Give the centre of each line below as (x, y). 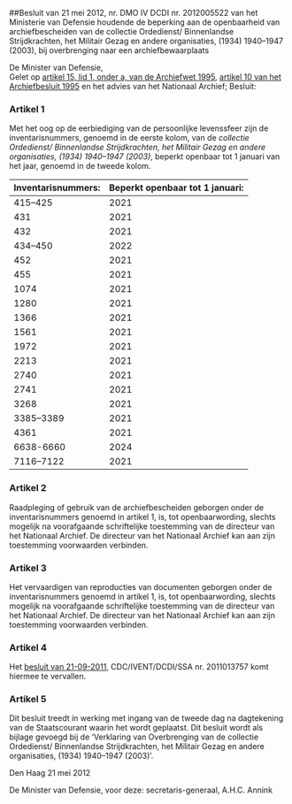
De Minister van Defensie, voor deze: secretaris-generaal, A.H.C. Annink (141, 790)
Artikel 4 (28, 647)
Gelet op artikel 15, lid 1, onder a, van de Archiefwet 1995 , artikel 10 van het (145, 77)
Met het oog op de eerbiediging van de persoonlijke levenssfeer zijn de (139, 128)
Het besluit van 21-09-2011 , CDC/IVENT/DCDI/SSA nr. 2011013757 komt (139, 667)
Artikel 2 (28, 488)
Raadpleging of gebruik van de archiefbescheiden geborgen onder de (136, 507)
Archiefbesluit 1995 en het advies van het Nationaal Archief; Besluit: (133, 86)
